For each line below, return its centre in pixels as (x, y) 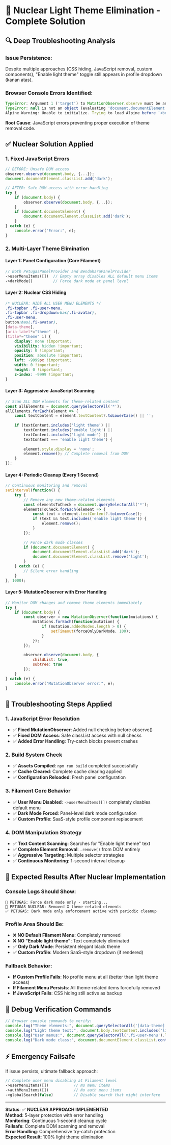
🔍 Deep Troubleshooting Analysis (60, 41)
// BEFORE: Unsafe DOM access (37, 169)
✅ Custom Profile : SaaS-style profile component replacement (78, 819)
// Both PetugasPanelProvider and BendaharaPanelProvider (68, 271)
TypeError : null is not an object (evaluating (55, 108)
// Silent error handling (51, 571)
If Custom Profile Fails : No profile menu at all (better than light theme (85, 977)
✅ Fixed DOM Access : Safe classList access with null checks (77, 736)
